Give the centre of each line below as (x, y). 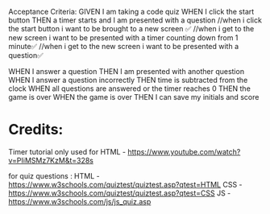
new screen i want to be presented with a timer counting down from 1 (123, 38)
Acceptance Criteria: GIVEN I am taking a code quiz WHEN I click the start (131, 12)
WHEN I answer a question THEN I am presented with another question (126, 71)
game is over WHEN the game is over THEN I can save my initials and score (134, 97)
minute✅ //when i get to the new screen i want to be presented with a (124, 46)
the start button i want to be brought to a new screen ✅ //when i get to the (131, 29)
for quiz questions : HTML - (54, 175)
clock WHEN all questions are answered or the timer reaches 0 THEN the (130, 88)
